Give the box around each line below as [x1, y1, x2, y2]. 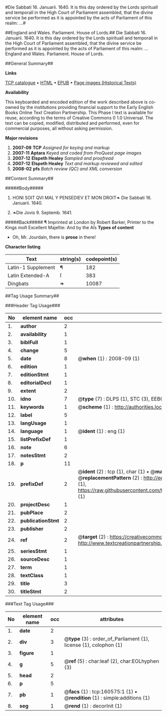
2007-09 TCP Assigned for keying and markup [12, 145, 110, 151]
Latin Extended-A [7, 272, 50, 279]
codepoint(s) [85, 256, 117, 263]
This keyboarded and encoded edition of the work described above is [5, 99, 148, 105]
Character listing [5, 244, 41, 250]
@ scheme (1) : [78, 404, 113, 410]
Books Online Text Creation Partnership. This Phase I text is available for [5, 109, 153, 115]
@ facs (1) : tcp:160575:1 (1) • [64, 688, 138, 695]
